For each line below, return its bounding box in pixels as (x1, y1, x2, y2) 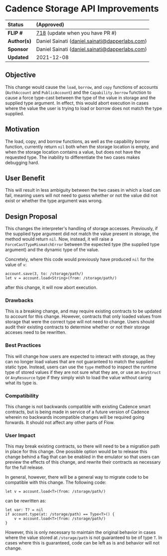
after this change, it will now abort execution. (5, 284, 98, 290)
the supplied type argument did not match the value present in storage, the (5, 231, 160, 237)
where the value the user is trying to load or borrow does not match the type (5, 105, 162, 111)
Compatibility (5, 392, 39, 399)
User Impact (5, 432, 36, 439)
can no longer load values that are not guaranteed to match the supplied (5, 358, 154, 364)
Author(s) (7, 37, 31, 44)
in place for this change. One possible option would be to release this (5, 449, 148, 455)
